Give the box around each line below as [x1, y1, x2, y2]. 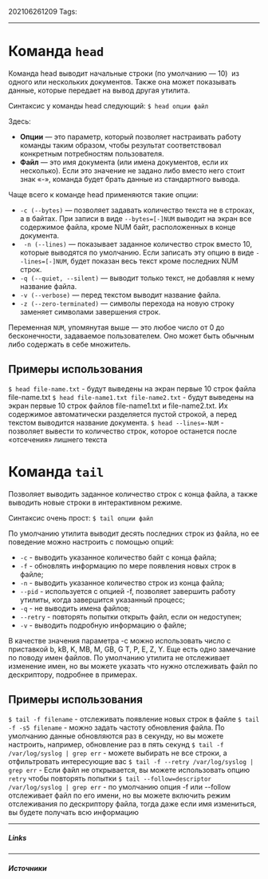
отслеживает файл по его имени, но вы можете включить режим [8, 790, 231, 800]
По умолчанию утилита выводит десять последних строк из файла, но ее [8, 529, 259, 538]
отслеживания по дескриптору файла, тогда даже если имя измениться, [8, 798, 257, 809]
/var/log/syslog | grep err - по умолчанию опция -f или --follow [8, 782, 231, 791]
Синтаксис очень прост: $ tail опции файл [8, 513, 154, 522]
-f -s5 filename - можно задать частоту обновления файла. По [8, 723, 225, 732]
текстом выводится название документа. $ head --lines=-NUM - [8, 418, 225, 427]
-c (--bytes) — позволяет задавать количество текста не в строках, [19, 205, 255, 215]
